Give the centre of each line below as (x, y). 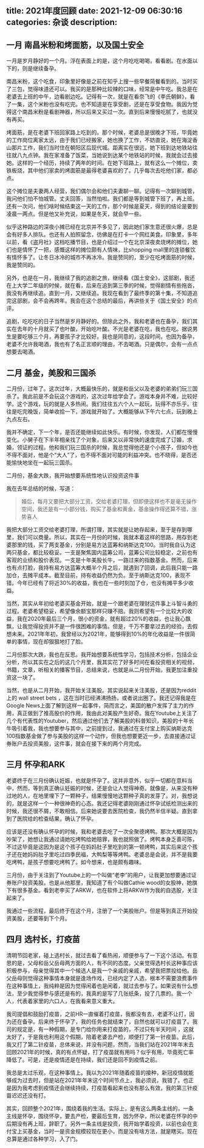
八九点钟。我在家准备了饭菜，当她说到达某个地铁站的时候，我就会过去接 (107, 155)
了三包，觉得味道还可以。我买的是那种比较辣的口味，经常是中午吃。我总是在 (102, 89)
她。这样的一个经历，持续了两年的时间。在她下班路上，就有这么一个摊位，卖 (102, 163)
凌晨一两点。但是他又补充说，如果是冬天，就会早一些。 (75, 214)
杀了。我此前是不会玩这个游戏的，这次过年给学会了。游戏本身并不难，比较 (99, 396)
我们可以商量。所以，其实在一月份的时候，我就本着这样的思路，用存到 (104, 537)
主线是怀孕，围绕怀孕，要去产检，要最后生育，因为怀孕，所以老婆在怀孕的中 (102, 1116)
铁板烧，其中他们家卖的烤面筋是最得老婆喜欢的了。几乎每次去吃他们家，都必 (102, 171)
